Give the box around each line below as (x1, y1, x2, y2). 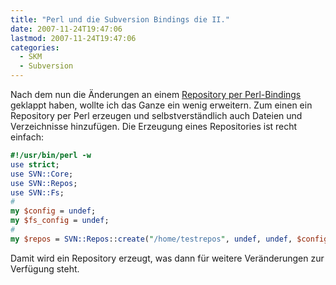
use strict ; (10, 159, 60, 170)
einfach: (10, 131, 44, 143)
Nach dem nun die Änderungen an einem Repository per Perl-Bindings (10, 89, 302, 100)
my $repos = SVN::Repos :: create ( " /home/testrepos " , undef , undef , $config (10, 234, 329, 244)
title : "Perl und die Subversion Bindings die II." (10, 14, 230, 25)
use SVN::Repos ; (10, 178, 78, 188)
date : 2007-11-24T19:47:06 (10, 24, 123, 34)
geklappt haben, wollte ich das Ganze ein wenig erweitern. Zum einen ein (10, 99, 313, 111)
